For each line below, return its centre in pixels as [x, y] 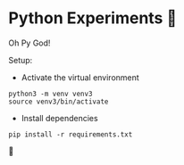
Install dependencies [60, 118]
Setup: [21, 60]
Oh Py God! [29, 43]
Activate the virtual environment [80, 77]
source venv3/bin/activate [59, 102]
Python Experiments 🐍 [93, 18]
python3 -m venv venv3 [50, 94]
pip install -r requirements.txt [71, 134]
